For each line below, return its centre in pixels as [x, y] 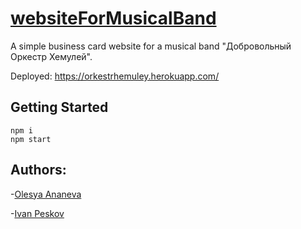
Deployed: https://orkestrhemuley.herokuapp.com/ [115, 76]
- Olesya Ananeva [46, 194]
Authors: [38, 170]
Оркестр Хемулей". [51, 56]
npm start [31, 139]
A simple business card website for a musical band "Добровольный [151, 46]
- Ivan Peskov [37, 213]
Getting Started [59, 107]
